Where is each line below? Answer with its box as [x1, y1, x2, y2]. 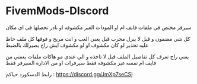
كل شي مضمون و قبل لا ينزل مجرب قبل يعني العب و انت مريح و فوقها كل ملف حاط [5, 35, 190, 42]
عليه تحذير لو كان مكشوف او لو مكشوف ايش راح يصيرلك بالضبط [5, 41, 149, 49]
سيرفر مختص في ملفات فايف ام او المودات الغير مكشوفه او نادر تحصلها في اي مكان [5, 24, 192, 31]
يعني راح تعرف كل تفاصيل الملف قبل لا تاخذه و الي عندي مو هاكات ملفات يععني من [5, 53, 189, 60]
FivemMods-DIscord [5, 4, 109, 18]
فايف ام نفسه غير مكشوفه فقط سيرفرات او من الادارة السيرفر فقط [5, 59, 157, 66]
